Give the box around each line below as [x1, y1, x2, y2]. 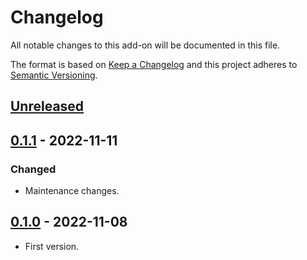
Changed [10, 162, 57, 176]
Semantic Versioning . [10, 69, 98, 81]
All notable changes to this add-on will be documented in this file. [10, 39, 281, 51]
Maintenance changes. [24, 185, 120, 197]
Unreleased [10, 98, 85, 115]
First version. [24, 240, 80, 252]
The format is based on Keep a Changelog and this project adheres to [10, 58, 298, 70]
